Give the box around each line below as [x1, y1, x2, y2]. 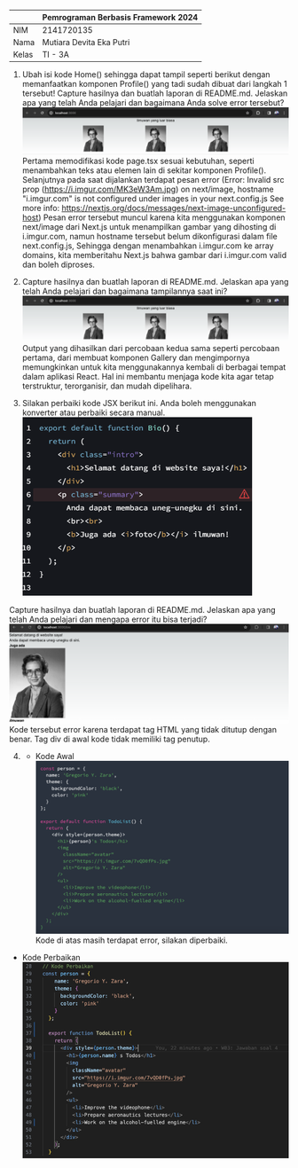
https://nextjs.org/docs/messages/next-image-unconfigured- [61, 202, 286, 213]
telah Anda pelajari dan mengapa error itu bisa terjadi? [9, 614, 208, 625]
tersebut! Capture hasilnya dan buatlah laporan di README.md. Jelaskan [21, 88, 288, 98]
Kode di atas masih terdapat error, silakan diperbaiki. [35, 935, 228, 945]
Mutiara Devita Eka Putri [42, 37, 130, 47]
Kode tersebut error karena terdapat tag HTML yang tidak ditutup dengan [9, 725, 278, 735]
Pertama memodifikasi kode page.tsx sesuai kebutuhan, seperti [21, 155, 255, 166]
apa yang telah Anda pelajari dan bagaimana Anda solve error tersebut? [21, 97, 285, 107]
